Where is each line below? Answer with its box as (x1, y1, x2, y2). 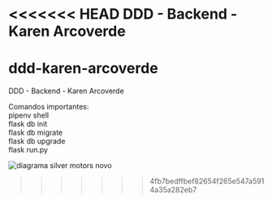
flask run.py (8, 145, 49, 155)
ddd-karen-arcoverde (8, 59, 158, 78)
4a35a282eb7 (149, 185, 197, 195)
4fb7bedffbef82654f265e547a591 (149, 176, 265, 187)
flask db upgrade (8, 136, 66, 146)
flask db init (8, 119, 48, 129)
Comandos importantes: (8, 102, 89, 112)
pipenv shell (8, 110, 50, 120)
